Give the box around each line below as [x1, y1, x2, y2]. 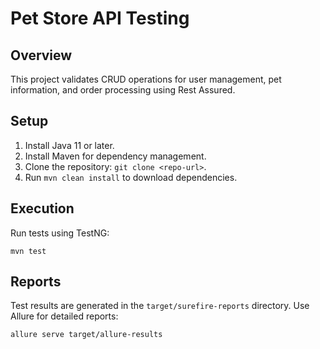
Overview [10, 47, 73, 64]
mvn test [10, 246, 47, 256]
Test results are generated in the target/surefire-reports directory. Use [10, 300, 310, 312]
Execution [10, 200, 75, 217]
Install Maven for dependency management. [24, 150, 207, 162]
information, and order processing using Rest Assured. [10, 84, 236, 96]
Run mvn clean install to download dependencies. [24, 171, 238, 183]
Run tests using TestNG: [10, 227, 110, 239]
